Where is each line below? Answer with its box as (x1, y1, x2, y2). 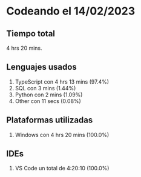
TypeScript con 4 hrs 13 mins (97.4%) (15, 78, 110, 85)
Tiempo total (6, 28, 56, 39)
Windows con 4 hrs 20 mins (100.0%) (15, 131, 110, 138)
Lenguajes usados (6, 62, 77, 72)
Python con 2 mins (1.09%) (15, 91, 83, 98)
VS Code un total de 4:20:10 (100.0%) (15, 165, 110, 172)
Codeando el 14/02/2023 (6, 4, 136, 18)
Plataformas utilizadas (6, 115, 93, 125)
